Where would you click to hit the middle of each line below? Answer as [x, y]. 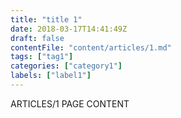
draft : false [37, 38]
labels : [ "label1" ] [51, 76]
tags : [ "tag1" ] [42, 57]
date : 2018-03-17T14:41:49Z [69, 29]
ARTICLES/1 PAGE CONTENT [70, 103]
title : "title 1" [46, 19]
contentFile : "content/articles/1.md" [91, 47]
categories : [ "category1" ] [66, 66]
